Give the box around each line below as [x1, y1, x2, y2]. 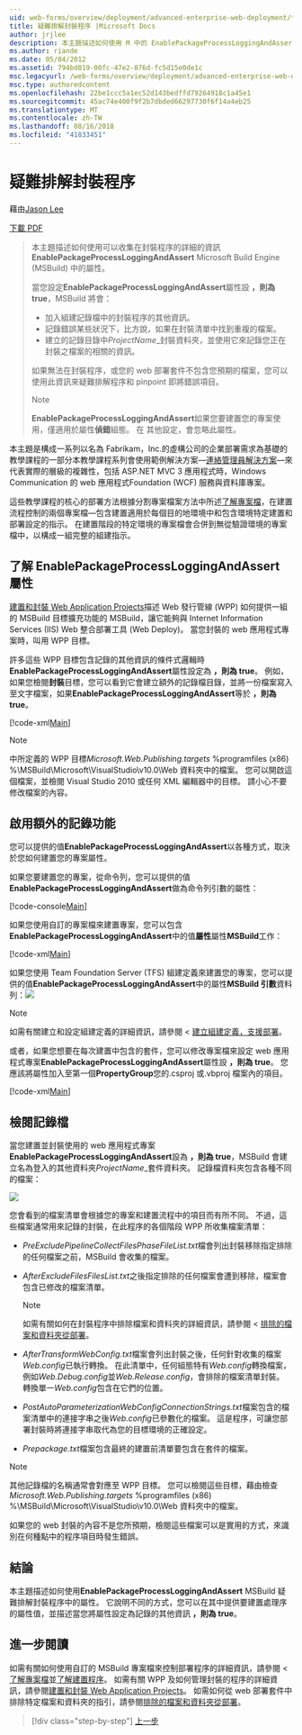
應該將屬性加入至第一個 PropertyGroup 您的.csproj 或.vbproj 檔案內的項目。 [9, 1068, 288, 1079]
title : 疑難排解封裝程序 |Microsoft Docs [9, 22, 155, 31]
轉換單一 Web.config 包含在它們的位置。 [22, 1383, 168, 1394]
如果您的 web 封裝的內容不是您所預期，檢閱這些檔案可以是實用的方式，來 [9, 1520, 281, 1531]
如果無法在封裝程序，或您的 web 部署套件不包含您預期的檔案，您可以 [31, 365, 289, 375]
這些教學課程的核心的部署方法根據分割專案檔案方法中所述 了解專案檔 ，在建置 [9, 496, 293, 507]
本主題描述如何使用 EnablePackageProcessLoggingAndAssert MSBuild [9, 1586, 276, 1596]
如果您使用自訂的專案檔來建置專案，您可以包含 [9, 919, 182, 930]
